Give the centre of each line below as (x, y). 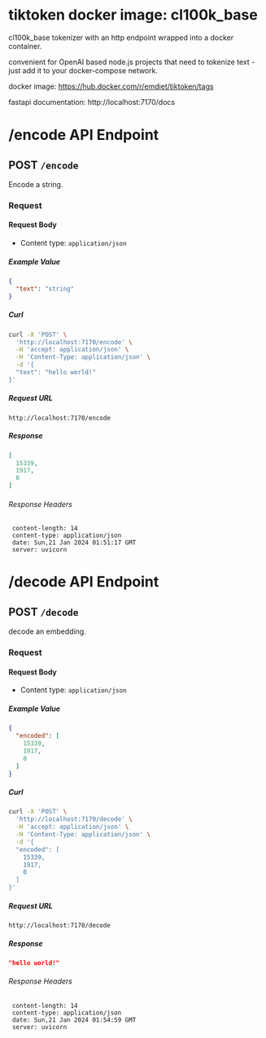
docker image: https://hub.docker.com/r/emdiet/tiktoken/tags (111, 86)
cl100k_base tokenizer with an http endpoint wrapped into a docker (121, 37)
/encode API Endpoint (84, 135)
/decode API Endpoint (84, 582)
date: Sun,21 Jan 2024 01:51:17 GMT (74, 543)
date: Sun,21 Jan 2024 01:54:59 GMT (74, 1020)
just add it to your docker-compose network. (83, 70)
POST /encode (44, 165)
